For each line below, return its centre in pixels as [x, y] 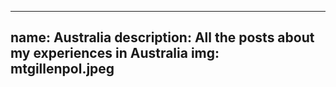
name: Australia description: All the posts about [162, 37]
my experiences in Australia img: [115, 53]
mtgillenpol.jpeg [62, 69]
